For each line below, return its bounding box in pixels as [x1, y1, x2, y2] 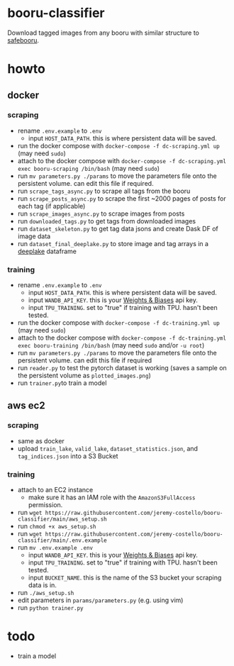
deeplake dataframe [17, 247, 77, 255]
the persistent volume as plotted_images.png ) [17, 371, 151, 380]
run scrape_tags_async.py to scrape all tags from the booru [17, 187, 191, 195]
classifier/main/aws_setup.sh [17, 516, 108, 523]
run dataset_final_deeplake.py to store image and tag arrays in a [17, 239, 209, 248]
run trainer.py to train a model [17, 379, 107, 387]
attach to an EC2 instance [17, 486, 94, 494]
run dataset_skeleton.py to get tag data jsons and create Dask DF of [17, 224, 218, 233]
